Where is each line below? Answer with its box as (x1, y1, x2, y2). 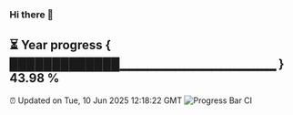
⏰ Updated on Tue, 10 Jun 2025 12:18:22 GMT (9, 95, 183, 106)
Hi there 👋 (9, 8, 55, 21)
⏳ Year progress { (9, 37, 112, 53)
